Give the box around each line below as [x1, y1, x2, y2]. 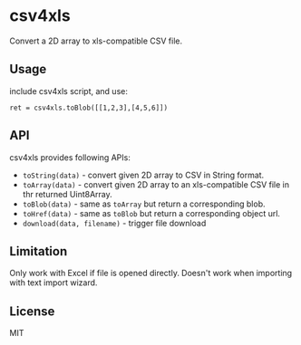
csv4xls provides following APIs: [9, 151, 131, 163]
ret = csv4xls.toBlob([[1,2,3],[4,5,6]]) [9, 103, 169, 112]
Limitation [9, 244, 68, 259]
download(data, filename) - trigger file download [22, 217, 207, 228]
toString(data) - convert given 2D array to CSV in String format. [22, 169, 265, 180]
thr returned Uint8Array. [22, 188, 113, 199]
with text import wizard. [9, 277, 98, 288]
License [9, 303, 55, 319]
